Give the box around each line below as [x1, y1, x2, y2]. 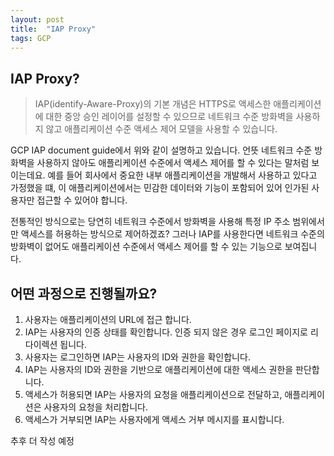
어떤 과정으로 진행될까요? [10, 285, 158, 302]
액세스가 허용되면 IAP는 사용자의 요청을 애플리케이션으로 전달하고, [24, 389, 283, 400]
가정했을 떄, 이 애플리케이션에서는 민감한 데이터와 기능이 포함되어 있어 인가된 [10, 182, 310, 194]
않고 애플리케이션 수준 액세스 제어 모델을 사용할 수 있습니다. [45, 123, 278, 135]
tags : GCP [10, 33, 52, 43]
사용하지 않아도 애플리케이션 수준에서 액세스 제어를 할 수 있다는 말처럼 [36, 157, 310, 169]
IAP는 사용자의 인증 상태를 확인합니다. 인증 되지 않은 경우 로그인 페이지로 [24, 326, 308, 338]
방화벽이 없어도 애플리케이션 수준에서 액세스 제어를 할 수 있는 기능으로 [10, 241, 283, 253]
